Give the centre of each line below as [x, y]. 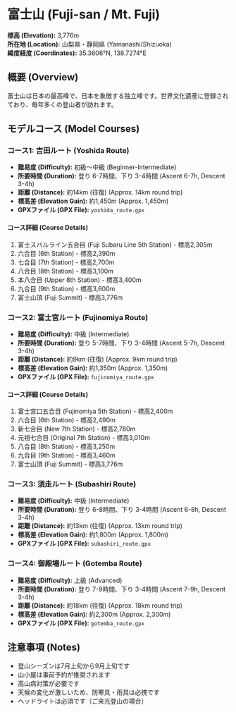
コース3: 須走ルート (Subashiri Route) [72, 484]
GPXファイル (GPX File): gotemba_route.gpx [81, 623]
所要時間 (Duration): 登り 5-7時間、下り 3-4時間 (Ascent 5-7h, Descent [121, 343]
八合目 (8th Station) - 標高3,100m [66, 271]
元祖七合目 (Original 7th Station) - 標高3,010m [83, 438]
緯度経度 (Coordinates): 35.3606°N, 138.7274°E [77, 53]
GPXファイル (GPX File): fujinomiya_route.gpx [86, 376]
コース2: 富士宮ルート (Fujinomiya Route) [78, 317]
